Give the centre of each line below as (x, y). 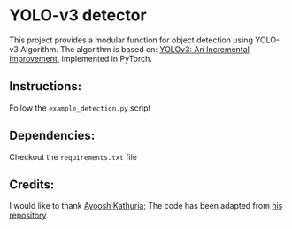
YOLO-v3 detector (78, 15)
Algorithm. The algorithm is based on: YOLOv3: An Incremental (135, 49)
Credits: (32, 184)
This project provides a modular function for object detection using (131, 40)
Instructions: (46, 86)
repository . (29, 215)
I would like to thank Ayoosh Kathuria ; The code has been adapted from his (146, 206)
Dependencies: (52, 136)
